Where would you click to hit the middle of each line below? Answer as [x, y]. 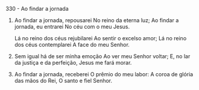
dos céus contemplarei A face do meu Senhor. [72, 45]
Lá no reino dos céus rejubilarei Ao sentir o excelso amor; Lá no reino [100, 38]
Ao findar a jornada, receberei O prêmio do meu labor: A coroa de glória [104, 74]
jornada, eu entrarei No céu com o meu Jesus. [72, 27]
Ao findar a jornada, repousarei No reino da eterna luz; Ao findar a [96, 20]
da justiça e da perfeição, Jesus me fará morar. [73, 63]
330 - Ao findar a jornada [37, 9]
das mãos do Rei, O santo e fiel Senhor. [63, 81]
